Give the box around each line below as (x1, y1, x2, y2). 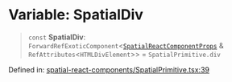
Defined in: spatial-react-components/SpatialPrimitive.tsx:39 (8, 64, 209, 74)
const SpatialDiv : (27, 32, 86, 42)
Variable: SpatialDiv (8, 6, 143, 24)
